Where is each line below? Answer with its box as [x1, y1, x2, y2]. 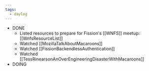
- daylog [9, 12, 28, 17]
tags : [5, 7, 16, 12]
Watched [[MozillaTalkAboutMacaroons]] [19, 40, 103, 46]
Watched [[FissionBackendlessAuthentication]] [19, 46, 115, 52]
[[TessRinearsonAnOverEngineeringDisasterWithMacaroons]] [19, 56, 144, 62]
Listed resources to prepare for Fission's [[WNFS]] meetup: [19, 30, 140, 36]
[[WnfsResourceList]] [19, 35, 63, 41]
